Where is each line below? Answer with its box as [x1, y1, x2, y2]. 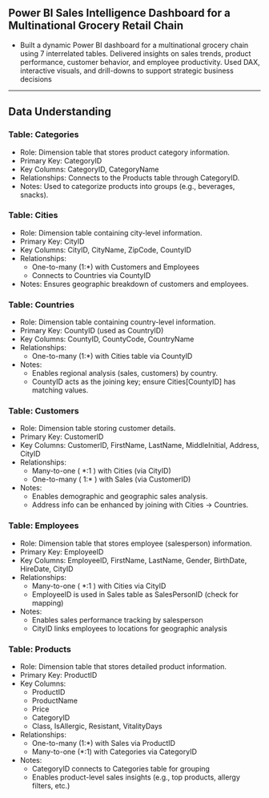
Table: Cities [8, 210, 58, 221]
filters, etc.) [31, 780, 70, 790]
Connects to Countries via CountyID [31, 270, 151, 280]
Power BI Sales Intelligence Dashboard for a [8, 6, 231, 20]
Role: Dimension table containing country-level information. [19, 317, 216, 327]
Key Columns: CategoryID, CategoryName [19, 164, 159, 174]
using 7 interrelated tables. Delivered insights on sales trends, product [19, 48, 251, 58]
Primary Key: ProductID [19, 670, 98, 679]
